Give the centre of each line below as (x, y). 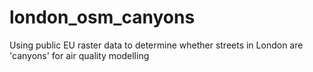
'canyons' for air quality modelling (79, 55)
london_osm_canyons (102, 17)
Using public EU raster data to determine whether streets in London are (156, 45)
